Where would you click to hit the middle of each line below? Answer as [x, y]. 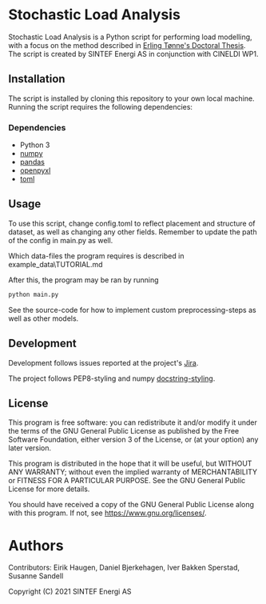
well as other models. [44, 318]
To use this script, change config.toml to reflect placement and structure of [132, 223]
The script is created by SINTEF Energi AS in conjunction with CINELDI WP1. [133, 54]
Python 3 [35, 145]
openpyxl [35, 170]
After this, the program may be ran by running [83, 280]
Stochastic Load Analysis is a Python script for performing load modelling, [131, 37]
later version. [30, 448]
